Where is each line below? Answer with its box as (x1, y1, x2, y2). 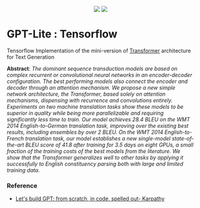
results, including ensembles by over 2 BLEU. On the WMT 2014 (7, 129, 164, 136)
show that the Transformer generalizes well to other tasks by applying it (7, 154, 184, 161)
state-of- (171, 134, 194, 142)
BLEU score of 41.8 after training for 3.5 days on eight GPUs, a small (25, 141, 194, 148)
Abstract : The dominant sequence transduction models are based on (7, 65, 178, 72)
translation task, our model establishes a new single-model (25, 134, 171, 142)
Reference (7, 181, 37, 189)
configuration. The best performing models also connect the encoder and (7, 78, 188, 85)
